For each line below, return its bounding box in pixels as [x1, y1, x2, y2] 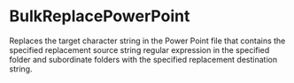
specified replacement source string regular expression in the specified [9, 44, 270, 55]
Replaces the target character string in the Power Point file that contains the [9, 35, 286, 46]
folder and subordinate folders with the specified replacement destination [9, 54, 277, 64]
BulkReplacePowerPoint [9, 6, 190, 26]
